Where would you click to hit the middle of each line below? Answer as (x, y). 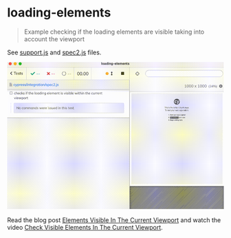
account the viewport (54, 39)
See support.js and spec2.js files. (54, 52)
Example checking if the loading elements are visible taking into (114, 32)
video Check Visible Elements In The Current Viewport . (85, 228)
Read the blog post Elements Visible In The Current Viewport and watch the (114, 220)
